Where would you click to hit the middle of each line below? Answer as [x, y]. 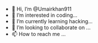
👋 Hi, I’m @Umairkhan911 [41, 9]
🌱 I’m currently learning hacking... [52, 21]
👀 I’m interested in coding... [44, 15]
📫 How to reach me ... [38, 34]
